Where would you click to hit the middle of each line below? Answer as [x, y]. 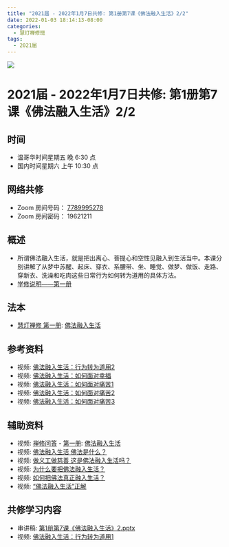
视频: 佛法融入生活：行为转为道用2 [66, 367]
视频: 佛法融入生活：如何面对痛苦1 [65, 384]
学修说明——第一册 [44, 284]
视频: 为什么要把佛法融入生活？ [61, 469]
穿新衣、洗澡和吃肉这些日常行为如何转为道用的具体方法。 [98, 275]
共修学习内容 [34, 510]
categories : [24, 26]
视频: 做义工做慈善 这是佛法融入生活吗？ [74, 461]
